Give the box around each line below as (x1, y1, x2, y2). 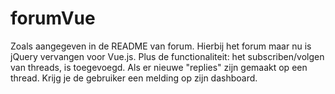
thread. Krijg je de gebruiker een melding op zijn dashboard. (10, 72, 258, 84)
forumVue (10, 7, 96, 30)
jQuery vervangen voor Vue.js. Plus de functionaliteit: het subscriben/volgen (10, 50, 325, 62)
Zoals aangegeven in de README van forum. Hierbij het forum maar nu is (10, 40, 312, 52)
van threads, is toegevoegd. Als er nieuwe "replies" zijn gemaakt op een (10, 61, 308, 73)
